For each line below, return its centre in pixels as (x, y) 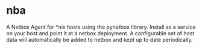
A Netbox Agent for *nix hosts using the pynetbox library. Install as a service (101, 27)
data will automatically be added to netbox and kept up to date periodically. (99, 39)
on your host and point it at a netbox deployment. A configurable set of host (100, 33)
